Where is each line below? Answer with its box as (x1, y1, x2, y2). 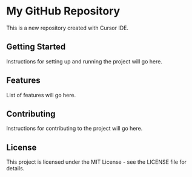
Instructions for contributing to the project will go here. (6, 125, 143, 132)
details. (6, 165, 25, 172)
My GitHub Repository (6, 4, 121, 18)
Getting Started (6, 42, 66, 52)
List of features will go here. (6, 91, 76, 98)
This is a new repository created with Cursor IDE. (6, 24, 129, 31)
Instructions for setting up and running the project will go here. (6, 57, 162, 65)
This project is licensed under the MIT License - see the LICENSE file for (6, 158, 187, 166)
